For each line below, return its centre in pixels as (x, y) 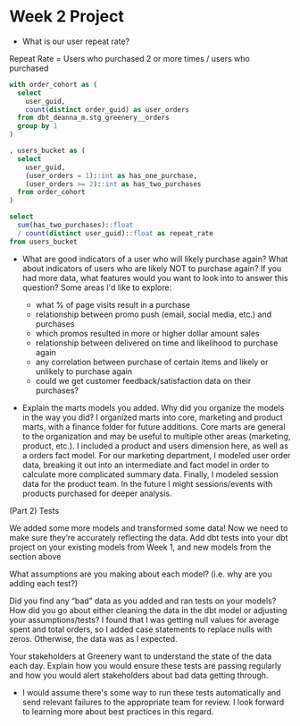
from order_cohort (52, 192)
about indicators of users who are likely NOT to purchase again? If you (152, 268)
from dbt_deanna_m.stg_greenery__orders (93, 118)
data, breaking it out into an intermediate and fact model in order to (146, 465)
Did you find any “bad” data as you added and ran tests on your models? (143, 601)
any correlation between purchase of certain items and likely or (152, 362)
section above (35, 556)
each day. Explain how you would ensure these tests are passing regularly (146, 665)
